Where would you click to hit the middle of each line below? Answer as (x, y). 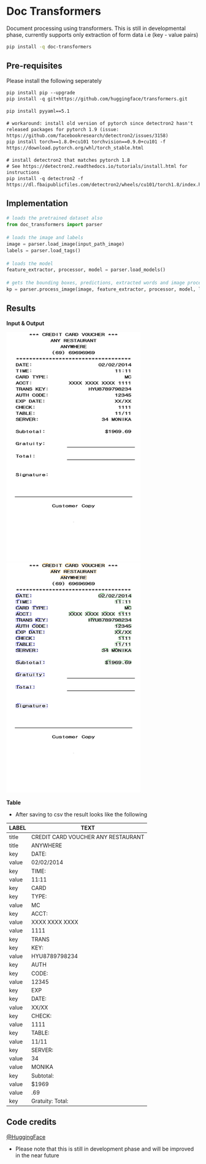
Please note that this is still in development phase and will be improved (105, 1149)
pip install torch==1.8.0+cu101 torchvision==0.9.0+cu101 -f (86, 142)
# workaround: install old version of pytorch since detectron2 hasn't (100, 123)
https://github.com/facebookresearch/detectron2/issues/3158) (87, 135)
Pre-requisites (34, 66)
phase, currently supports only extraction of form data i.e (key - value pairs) (102, 34)
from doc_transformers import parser (55, 225)
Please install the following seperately (54, 80)
